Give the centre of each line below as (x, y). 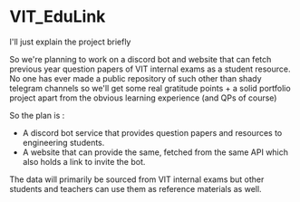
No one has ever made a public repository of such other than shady (135, 78)
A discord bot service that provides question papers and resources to (152, 132)
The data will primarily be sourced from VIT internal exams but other (137, 179)
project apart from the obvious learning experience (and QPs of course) (143, 98)
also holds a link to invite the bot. (84, 161)
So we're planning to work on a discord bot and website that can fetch (140, 59)
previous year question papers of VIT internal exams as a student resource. (150, 69)
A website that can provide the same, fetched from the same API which (155, 152)
